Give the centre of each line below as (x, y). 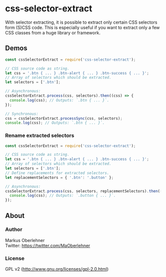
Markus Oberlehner (25, 240)
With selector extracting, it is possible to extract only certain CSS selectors (81, 22)
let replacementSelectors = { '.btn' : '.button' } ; (59, 177)
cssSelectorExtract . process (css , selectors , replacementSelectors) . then (82, 191)
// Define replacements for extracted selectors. (57, 173)
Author (14, 230)
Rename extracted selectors (40, 136)
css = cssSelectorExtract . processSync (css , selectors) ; (64, 118)
